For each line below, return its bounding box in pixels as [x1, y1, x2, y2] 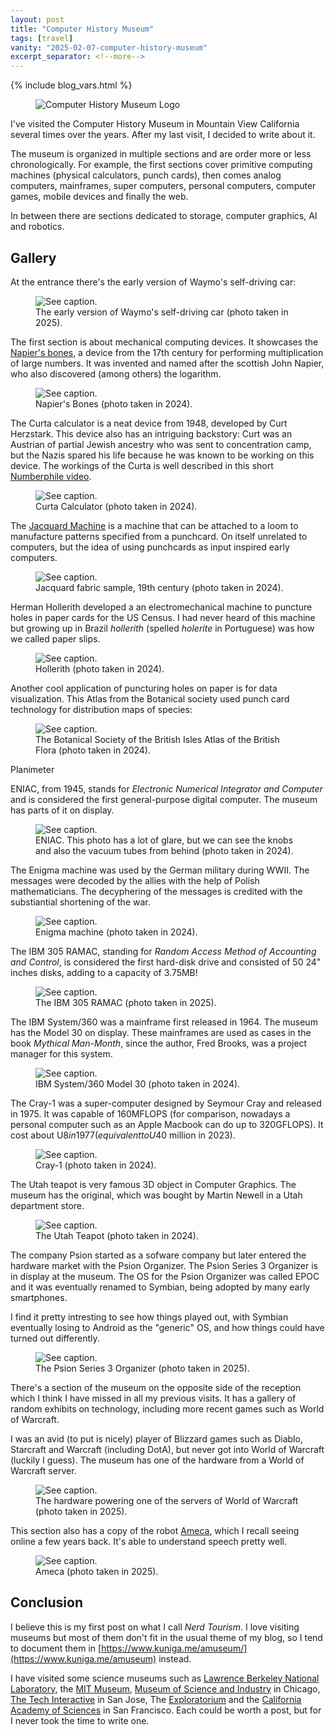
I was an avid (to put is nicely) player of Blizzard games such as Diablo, [10, 1432, 303, 1445]
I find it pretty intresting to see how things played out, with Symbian [10, 1311, 289, 1323]
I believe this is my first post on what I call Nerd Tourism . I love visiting [10, 1621, 300, 1633]
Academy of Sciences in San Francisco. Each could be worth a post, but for [10, 1704, 322, 1716]
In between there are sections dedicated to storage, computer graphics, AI [10, 210, 318, 222]
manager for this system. [10, 1047, 113, 1060]
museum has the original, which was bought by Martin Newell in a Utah [10, 1189, 303, 1201]
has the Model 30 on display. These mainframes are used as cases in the [10, 1026, 312, 1038]
